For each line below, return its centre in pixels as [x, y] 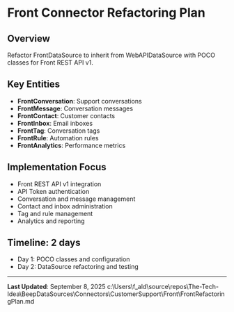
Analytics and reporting [51, 221]
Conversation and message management [76, 199]
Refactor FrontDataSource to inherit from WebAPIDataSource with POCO [111, 55]
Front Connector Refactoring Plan [106, 13]
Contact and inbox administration [65, 206]
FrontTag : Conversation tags [58, 131]
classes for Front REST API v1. [50, 63]
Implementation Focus [57, 167]
